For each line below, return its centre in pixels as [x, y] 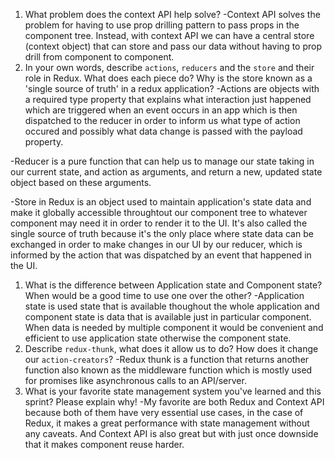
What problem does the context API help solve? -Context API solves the [172, 14]
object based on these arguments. [81, 182]
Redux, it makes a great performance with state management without [167, 423]
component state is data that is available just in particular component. [168, 317]
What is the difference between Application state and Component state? [173, 285]
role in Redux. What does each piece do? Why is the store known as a [168, 78]
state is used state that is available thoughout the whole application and [172, 306]
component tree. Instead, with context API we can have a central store [169, 35]
